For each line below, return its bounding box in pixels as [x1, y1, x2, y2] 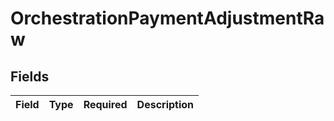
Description [136, 98, 195, 111]
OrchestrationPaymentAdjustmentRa [10, 7, 325, 30]
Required [83, 98, 128, 111]
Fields [10, 68, 50, 85]
